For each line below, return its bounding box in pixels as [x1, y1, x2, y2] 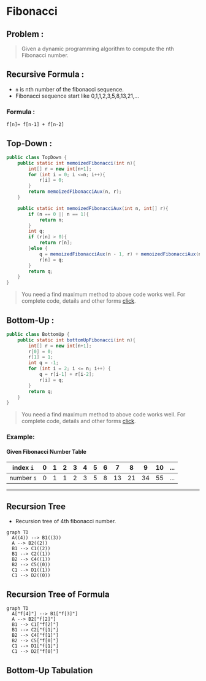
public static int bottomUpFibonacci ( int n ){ [17, 337, 136, 343]
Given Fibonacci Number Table [6, 448, 87, 455]
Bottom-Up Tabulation [6, 665, 93, 675]
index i [12, 464, 34, 472]
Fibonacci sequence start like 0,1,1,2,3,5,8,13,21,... [15, 92, 140, 99]
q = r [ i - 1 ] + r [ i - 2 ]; [39, 372, 95, 378]
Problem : [6, 29, 44, 39]
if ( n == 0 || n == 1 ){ [28, 211, 89, 217]
